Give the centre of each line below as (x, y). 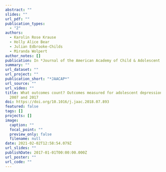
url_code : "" (19, 162)
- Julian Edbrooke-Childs (36, 47)
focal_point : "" (26, 129)
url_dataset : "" (22, 70)
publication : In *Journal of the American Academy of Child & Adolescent (83, 60)
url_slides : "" (21, 148)
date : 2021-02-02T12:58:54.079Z (38, 143)
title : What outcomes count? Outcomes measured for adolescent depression (84, 93)
